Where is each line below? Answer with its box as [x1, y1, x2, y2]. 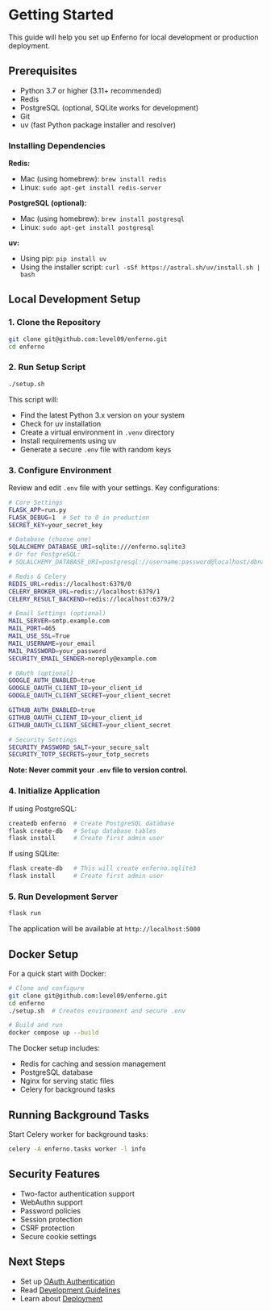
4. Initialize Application [8, 785, 101, 797]
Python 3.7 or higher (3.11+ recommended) [19, 85, 162, 95]
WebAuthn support [19, 1197, 83, 1207]
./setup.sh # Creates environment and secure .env [8, 1006, 186, 1015]
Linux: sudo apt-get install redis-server [19, 183, 162, 193]
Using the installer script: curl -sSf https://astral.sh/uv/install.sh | [19, 262, 261, 272]
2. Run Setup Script [8, 361, 86, 372]
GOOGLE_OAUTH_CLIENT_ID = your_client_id [8, 684, 143, 693]
